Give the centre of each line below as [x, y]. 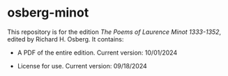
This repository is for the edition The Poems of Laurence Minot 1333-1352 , [114, 32]
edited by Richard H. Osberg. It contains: [66, 39]
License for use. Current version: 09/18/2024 [82, 66]
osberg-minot [48, 13]
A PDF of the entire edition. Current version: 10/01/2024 [97, 53]
